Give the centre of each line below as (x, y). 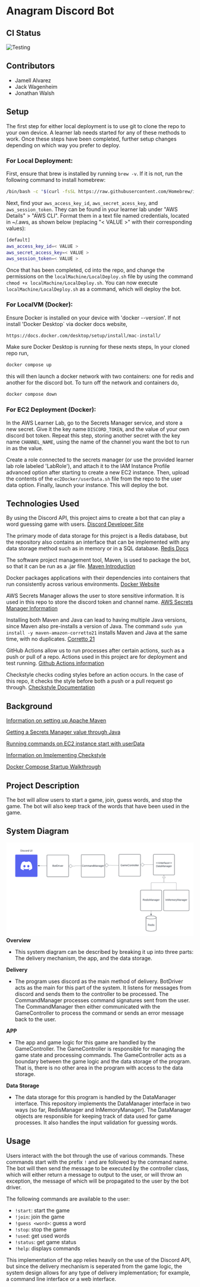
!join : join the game (40, 1217)
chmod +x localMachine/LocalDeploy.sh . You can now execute (82, 283)
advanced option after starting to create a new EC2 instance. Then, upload (98, 472)
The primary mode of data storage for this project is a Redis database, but (97, 536)
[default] (18, 240)
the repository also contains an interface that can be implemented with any (98, 542)
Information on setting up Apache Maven (56, 721)
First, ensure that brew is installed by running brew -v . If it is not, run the (94, 173)
